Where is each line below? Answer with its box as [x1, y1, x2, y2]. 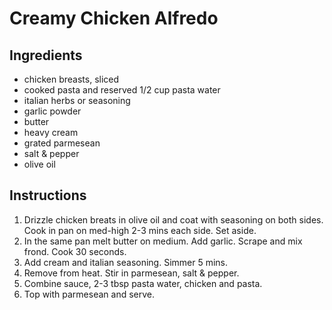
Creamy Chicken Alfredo [9, 7, 219, 30]
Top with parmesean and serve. [23, 288, 156, 300]
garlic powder [23, 105, 82, 117]
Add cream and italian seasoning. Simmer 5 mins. [23, 256, 229, 268]
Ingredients [9, 47, 83, 64]
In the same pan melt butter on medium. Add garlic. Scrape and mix [23, 235, 303, 247]
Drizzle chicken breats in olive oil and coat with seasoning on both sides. [23, 213, 324, 226]
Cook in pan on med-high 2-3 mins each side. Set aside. [23, 224, 257, 236]
